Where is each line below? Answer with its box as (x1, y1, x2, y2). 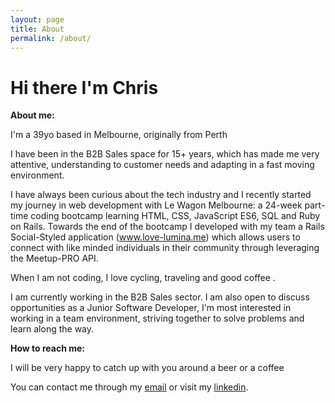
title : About (10, 24, 65, 34)
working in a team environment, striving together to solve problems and (10, 312, 305, 325)
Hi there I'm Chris (10, 76, 159, 99)
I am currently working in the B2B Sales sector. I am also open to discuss (10, 291, 310, 303)
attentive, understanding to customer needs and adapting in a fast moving (10, 159, 315, 171)
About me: (10, 109, 55, 121)
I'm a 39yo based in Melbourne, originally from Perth (10, 129, 228, 141)
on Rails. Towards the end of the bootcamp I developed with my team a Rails (10, 221, 325, 233)
